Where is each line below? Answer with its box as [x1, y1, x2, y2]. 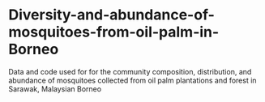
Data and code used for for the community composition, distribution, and [8, 66, 252, 76]
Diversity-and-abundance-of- [8, 6, 215, 24]
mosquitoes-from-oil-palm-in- [8, 23, 220, 41]
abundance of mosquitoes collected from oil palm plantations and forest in [8, 75, 257, 85]
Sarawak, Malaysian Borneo [8, 83, 102, 94]
